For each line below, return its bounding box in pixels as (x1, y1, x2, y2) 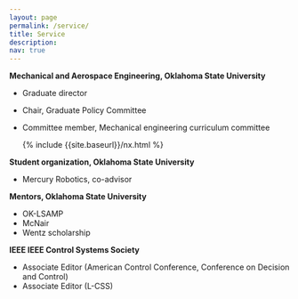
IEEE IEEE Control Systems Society (9, 245, 141, 255)
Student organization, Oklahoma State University (9, 157, 195, 167)
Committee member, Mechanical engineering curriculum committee (21, 122, 270, 133)
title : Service (9, 29, 66, 38)
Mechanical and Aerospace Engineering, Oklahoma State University (9, 70, 266, 81)
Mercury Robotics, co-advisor (21, 174, 133, 185)
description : (9, 37, 58, 47)
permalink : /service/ (9, 21, 90, 30)
